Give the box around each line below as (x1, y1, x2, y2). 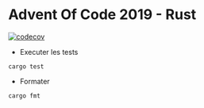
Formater (19, 76, 50, 86)
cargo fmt (8, 91, 41, 100)
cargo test (8, 62, 44, 71)
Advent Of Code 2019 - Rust (8, 6, 197, 24)
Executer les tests (19, 47, 79, 56)
